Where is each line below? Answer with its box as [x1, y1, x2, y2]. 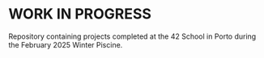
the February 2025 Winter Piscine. [8, 39, 123, 49]
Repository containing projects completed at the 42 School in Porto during [8, 31, 257, 41]
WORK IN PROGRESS [8, 5, 152, 23]
